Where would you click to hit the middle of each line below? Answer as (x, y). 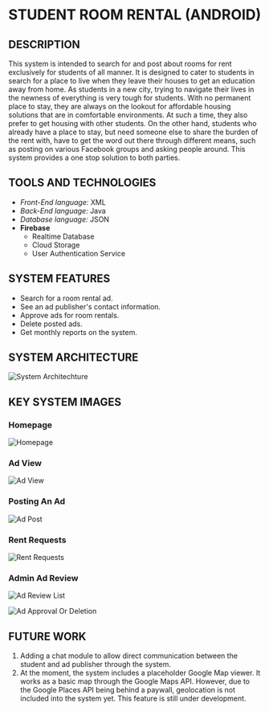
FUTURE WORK (47, 636)
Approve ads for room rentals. (69, 315)
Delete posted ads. (51, 324)
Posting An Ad (37, 501)
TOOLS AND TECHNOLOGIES (82, 183)
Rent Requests (37, 540)
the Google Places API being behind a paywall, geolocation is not (127, 690)
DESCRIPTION (44, 45)
